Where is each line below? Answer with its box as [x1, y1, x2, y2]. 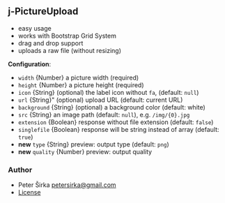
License [17, 188, 41, 197]
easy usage [17, 24, 52, 32]
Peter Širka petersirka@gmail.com [17, 181, 117, 189]
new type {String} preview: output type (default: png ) [17, 140, 169, 149]
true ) [17, 133, 33, 141]
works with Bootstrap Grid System [17, 31, 117, 40]
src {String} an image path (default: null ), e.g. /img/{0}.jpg [17, 110, 190, 119]
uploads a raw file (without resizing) [17, 46, 121, 54]
